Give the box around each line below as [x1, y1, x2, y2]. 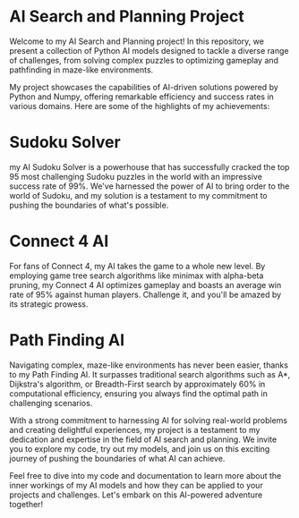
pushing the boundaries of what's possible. [9, 200, 169, 210]
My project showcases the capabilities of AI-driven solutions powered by [9, 81, 279, 92]
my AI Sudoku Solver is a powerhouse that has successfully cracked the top [9, 161, 290, 172]
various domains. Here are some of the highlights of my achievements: [9, 100, 270, 111]
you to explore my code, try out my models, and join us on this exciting [9, 443, 270, 454]
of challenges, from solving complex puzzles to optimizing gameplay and [9, 55, 279, 65]
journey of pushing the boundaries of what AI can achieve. [9, 453, 226, 463]
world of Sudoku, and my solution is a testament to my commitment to [9, 190, 269, 200]
